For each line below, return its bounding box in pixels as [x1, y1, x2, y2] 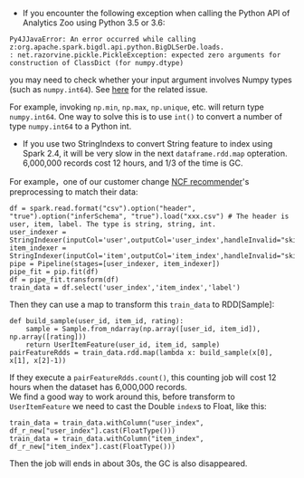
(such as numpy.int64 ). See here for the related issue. [9, 84, 208, 94]
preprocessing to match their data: [9, 186, 138, 197]
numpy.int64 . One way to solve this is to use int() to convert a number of [9, 111, 283, 121]
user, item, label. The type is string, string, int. [9, 220, 217, 229]
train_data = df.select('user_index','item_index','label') [9, 283, 242, 292]
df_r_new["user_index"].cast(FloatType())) [9, 426, 176, 435]
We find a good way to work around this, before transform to [9, 391, 235, 402]
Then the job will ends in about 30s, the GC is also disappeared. [9, 458, 248, 469]
